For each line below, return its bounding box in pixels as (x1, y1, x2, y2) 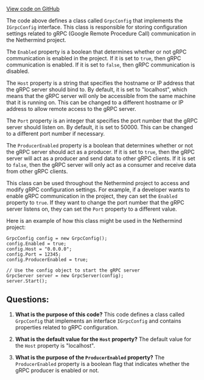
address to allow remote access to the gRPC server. (6, 105, 136, 112)
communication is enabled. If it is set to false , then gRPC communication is (6, 61, 195, 68)
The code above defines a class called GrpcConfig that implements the (6, 17, 183, 24)
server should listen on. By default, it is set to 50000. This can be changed (6, 124, 194, 130)
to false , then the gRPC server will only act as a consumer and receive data (6, 161, 197, 168)
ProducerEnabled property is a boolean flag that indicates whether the (15, 360, 190, 367)
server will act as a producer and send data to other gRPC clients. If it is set (6, 155, 195, 162)
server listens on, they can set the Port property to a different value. (6, 205, 177, 213)
